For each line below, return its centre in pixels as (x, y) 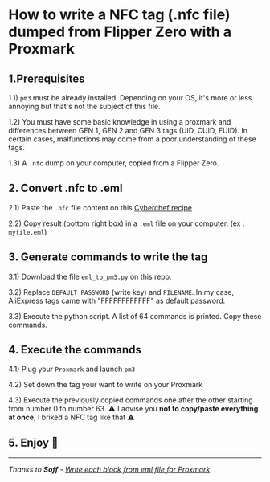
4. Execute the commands (75, 350)
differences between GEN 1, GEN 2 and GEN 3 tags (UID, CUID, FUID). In (128, 131)
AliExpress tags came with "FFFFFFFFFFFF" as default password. (117, 300)
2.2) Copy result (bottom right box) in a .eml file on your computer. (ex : (127, 223)
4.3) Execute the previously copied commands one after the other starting (131, 400)
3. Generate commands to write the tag (108, 257)
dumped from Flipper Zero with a (120, 32)
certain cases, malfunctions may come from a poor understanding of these (133, 139)
